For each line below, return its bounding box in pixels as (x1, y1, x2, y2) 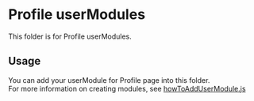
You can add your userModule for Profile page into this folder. (8, 75, 210, 84)
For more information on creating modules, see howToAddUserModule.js (8, 84, 246, 93)
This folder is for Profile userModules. (8, 32, 133, 41)
